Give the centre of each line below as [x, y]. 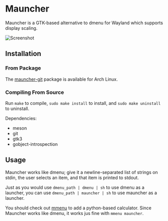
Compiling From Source [35, 92]
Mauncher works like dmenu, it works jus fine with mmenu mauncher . [74, 213]
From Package [23, 68]
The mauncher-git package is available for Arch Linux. [62, 79]
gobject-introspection [35, 144]
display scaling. [21, 28]
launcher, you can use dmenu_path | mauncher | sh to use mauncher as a [81, 193]
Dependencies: [21, 118]
